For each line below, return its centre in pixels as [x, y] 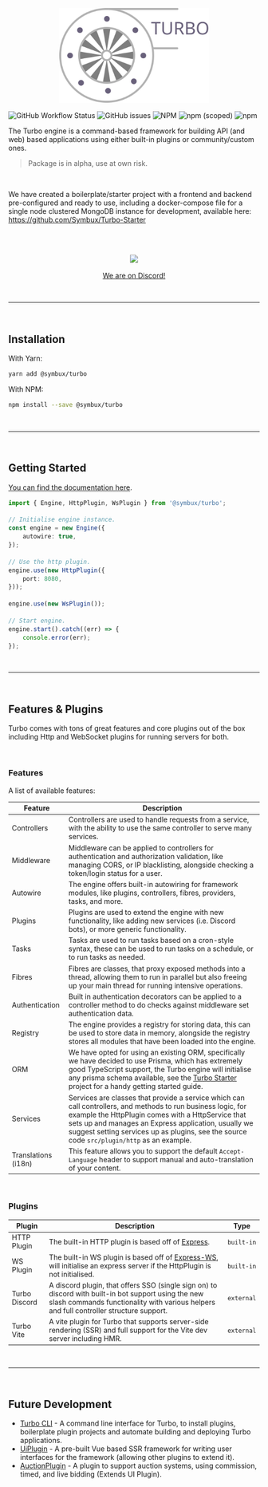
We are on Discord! [134, 276]
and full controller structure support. [108, 1310]
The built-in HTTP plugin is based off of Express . [129, 1241]
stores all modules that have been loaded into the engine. [162, 1042]
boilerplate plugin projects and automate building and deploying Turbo [135, 1432]
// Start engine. [37, 621]
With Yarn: [26, 358]
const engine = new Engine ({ [57, 528]
